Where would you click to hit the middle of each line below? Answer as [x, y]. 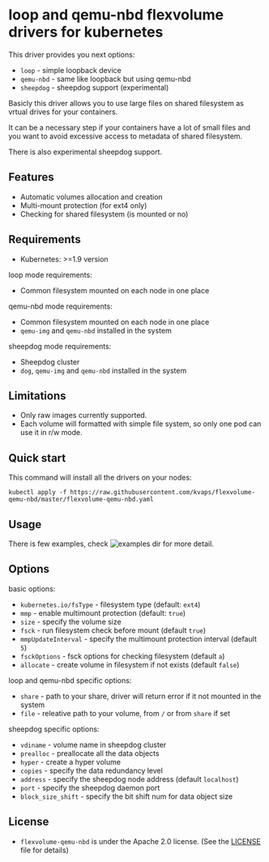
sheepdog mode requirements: [60, 346]
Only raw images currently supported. [83, 416]
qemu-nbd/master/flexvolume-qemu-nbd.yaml [81, 500]
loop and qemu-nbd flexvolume [116, 15]
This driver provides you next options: [72, 54]
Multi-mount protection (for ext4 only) [83, 205]
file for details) [44, 850]
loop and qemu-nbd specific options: [70, 680]
